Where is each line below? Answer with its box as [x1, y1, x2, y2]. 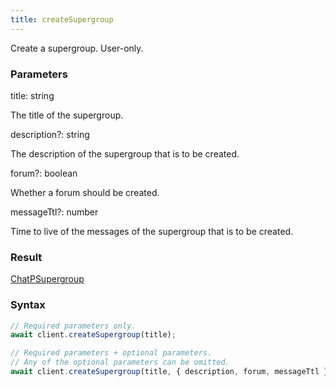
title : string [10, 89, 55, 101]
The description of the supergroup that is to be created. [10, 147, 240, 160]
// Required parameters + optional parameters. [10, 348, 213, 358]
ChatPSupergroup [10, 273, 85, 285]
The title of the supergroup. [10, 109, 124, 121]
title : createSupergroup [10, 14, 114, 25]
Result [10, 250, 43, 264]
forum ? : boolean [10, 167, 78, 179]
